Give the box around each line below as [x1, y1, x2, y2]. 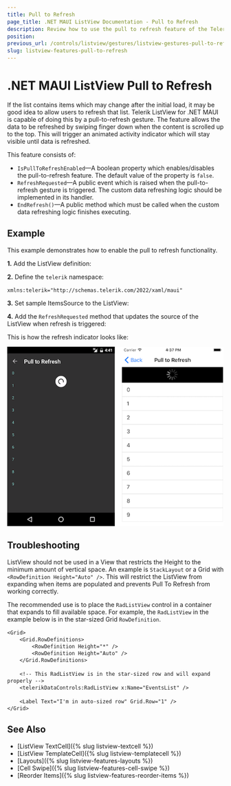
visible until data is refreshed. [7, 137, 91, 145]
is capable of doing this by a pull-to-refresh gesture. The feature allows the [7, 115, 221, 123]
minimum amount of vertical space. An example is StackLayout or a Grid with [7, 565, 224, 573]
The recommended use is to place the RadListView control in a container [7, 600, 212, 608]
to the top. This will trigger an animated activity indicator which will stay [7, 129, 210, 138]
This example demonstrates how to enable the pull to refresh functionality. [7, 246, 218, 254]
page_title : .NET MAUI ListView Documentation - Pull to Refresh [7, 18, 198, 25]
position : [7, 33, 36, 40]
